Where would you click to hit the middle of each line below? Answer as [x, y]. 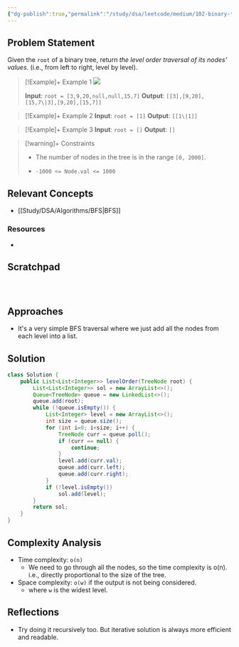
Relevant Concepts [51, 193]
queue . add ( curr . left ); [92, 468]
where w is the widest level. [68, 590]
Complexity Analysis [54, 543]
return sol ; [51, 507]
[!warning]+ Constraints [60, 144]
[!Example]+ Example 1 [58, 82]
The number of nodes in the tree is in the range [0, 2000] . [121, 157]
